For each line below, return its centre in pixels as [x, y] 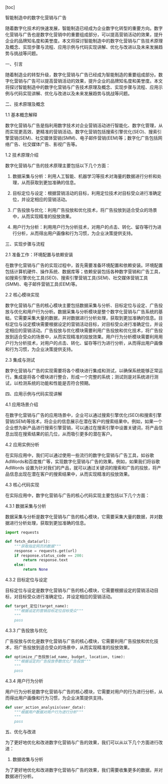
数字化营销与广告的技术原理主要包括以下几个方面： [58, 166]
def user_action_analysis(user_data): [45, 707]
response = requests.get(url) [46, 551]
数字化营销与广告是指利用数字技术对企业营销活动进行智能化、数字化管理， [82, 125]
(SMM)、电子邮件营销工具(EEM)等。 [42, 284]
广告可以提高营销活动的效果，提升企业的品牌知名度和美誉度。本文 [95, 81]
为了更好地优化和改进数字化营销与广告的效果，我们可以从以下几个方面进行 [82, 742]
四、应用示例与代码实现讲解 [34, 394]
